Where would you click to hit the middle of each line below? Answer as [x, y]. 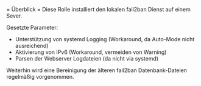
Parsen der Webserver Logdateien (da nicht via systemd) [87, 58]
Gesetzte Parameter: [32, 28]
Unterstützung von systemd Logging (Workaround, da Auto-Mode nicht [105, 39]
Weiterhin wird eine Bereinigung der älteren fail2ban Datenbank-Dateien [97, 70]
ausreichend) [32, 46]
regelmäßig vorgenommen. [40, 77]
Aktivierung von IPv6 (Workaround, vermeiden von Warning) [91, 52]
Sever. [14, 16]
